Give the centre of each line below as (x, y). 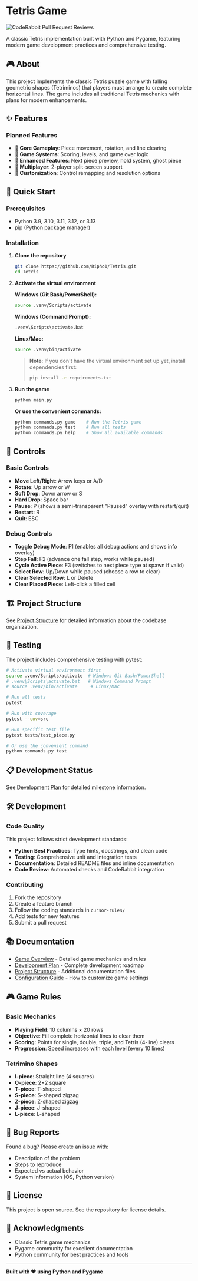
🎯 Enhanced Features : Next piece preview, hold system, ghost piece (98, 161)
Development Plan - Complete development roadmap (79, 965)
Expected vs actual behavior (49, 1170)
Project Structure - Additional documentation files (75, 971)
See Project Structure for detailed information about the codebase (86, 620)
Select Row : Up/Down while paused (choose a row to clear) (87, 572)
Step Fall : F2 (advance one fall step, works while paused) (85, 559)
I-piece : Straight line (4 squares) (54, 1076)
